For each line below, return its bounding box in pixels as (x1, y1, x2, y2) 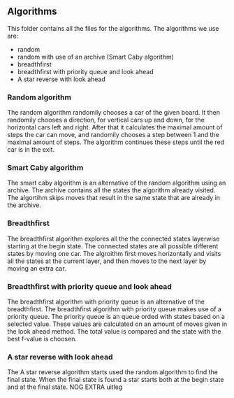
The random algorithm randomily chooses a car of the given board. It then (7, 108, 221, 117)
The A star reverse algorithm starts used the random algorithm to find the (7, 368, 218, 376)
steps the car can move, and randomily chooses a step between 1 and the (7, 131, 220, 139)
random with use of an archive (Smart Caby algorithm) (17, 52, 175, 61)
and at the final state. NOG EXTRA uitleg (7, 383, 123, 391)
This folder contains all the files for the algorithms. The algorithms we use (7, 24, 219, 32)
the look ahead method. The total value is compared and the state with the (7, 327, 221, 335)
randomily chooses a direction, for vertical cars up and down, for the (7, 115, 205, 125)
